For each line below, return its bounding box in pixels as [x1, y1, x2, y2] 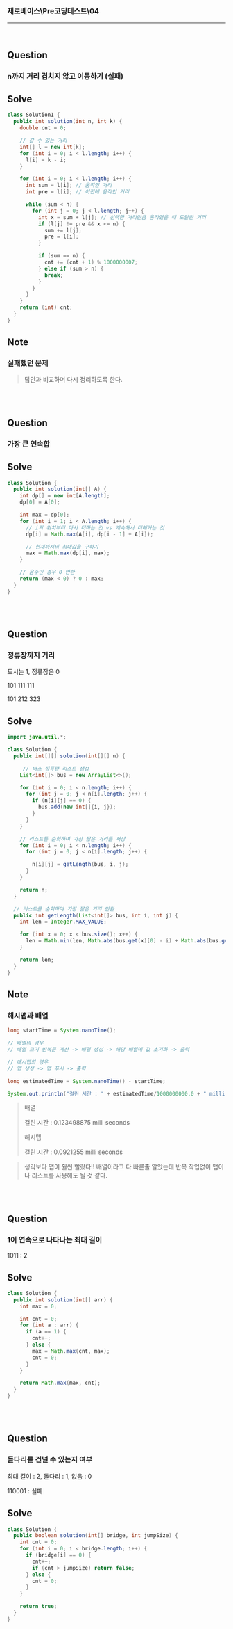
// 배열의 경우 [7, 1040, 44, 1047]
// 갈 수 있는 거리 [19, 137, 67, 144]
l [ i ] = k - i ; [25, 157, 67, 163]
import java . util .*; [7, 734, 67, 741]
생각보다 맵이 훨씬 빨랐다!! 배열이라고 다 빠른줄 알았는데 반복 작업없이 [24, 1163, 212, 1171]
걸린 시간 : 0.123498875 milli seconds [24, 1118, 130, 1127]
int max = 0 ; [19, 1303, 58, 1310]
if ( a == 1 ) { [25, 1329, 67, 1335]
